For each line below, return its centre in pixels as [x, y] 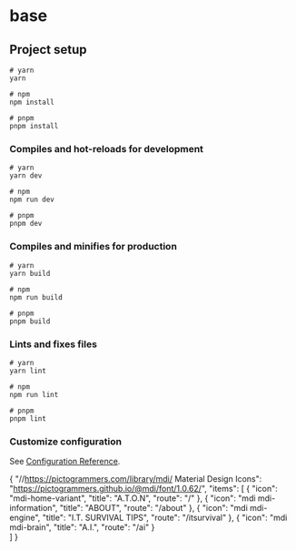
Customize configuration [66, 441]
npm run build [36, 297]
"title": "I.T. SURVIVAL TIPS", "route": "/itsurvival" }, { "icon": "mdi [165, 518]
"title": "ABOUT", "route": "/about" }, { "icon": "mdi [153, 508]
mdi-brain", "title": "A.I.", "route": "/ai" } [82, 527]
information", [34, 508]
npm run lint [34, 394]
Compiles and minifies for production [93, 247]
